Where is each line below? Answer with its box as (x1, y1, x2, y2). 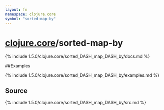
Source (5, 87, 28, 95)
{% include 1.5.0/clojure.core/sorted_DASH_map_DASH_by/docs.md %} (5, 53, 150, 59)
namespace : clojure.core (5, 12, 56, 17)
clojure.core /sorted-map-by (5, 37, 123, 48)
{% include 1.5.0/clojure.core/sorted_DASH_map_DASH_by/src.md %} (5, 100, 146, 106)
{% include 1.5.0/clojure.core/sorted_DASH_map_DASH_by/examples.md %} (5, 72, 160, 78)
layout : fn (5, 7, 27, 12)
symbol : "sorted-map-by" (5, 16, 56, 21)
